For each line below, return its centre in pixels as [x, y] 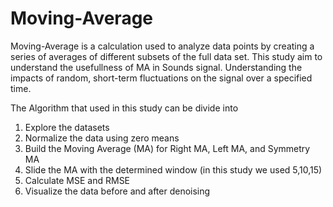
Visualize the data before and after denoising [117, 191]
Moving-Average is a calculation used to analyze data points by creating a [162, 46]
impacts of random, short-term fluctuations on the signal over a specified [161, 78]
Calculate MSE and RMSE [77, 180]
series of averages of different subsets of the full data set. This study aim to [166, 56]
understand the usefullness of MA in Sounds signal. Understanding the [156, 67]
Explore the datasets [67, 127]
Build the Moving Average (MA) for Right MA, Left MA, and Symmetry [167, 148]
